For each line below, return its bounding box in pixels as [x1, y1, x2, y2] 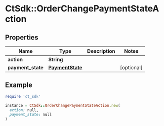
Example [5, 81, 33, 89]
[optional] [120, 64, 143, 71]
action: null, [9, 107, 39, 113]
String [48, 56, 63, 63]
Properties [5, 33, 39, 42]
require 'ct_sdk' [5, 94, 41, 99]
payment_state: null [9, 112, 52, 117]
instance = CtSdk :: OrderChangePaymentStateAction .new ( [5, 103, 121, 108]
